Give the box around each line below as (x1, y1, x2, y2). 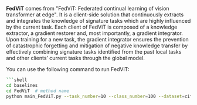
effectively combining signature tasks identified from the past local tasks (6, 48, 182, 55)
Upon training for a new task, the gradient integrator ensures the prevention (6, 36, 189, 43)
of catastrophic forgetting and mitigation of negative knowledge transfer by (6, 42, 188, 49)
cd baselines (6, 82, 38, 88)
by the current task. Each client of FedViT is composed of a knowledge (6, 23, 178, 30)
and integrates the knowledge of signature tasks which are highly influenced (6, 17, 191, 24)
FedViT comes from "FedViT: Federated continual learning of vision (6, 5, 169, 12)
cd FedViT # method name (6, 87, 69, 94)
